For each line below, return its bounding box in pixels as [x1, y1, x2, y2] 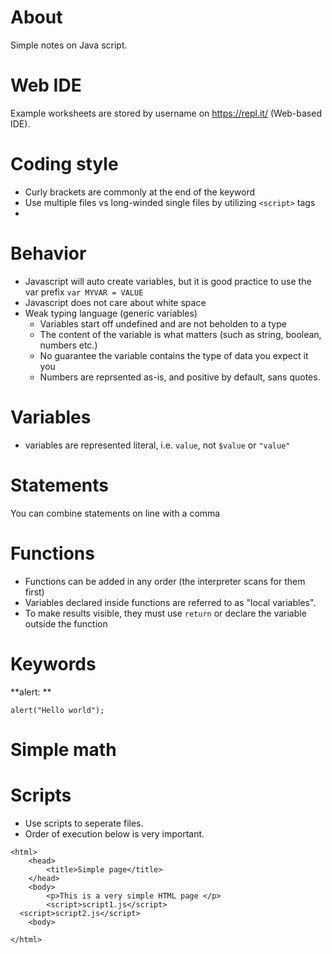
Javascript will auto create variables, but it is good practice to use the [24, 275, 312, 287]
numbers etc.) [39, 339, 98, 351]
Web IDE [10, 74, 82, 97]
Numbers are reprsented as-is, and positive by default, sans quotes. [39, 371, 321, 383]
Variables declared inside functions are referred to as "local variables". [24, 596, 317, 608]
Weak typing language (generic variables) [24, 307, 198, 319]
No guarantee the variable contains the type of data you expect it [39, 349, 309, 361]
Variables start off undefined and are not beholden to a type [39, 317, 287, 330]
